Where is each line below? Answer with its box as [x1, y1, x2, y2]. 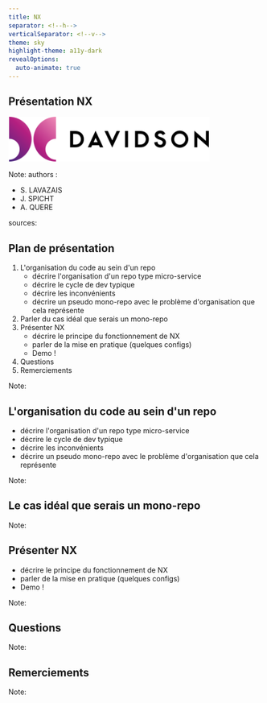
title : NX [8, 13, 42, 21]
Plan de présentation [8, 242, 115, 255]
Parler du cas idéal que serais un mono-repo [19, 314, 169, 324]
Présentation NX [8, 95, 93, 109]
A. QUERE [19, 202, 54, 213]
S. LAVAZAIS [19, 185, 63, 195]
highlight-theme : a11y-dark [8, 47, 103, 56]
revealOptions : [8, 56, 60, 64]
